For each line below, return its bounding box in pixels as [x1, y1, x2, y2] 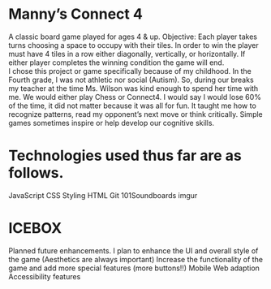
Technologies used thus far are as [8, 147, 242, 165]
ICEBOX [8, 219, 62, 238]
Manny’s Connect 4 [8, 5, 144, 24]
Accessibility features [8, 271, 81, 281]
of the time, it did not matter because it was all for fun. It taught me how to [8, 101, 257, 110]
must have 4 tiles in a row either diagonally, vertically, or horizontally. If [8, 49, 246, 58]
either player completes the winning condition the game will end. [8, 58, 225, 67]
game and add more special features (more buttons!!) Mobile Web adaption [8, 263, 260, 273]
